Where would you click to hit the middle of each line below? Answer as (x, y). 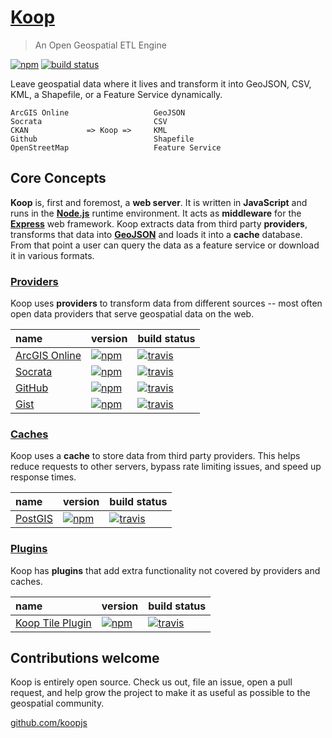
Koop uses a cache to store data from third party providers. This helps (155, 456)
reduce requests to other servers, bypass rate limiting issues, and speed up (166, 467)
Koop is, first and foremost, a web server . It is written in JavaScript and (159, 202)
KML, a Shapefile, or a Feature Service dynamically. (116, 94)
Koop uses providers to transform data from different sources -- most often (166, 303)
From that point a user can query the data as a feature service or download (165, 245)
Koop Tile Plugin (53, 623)
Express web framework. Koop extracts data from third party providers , (159, 223)
